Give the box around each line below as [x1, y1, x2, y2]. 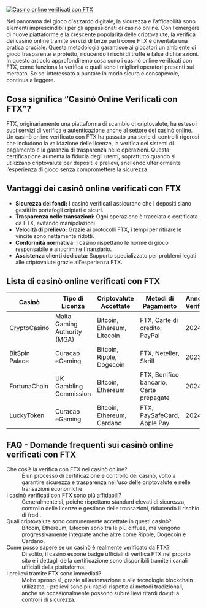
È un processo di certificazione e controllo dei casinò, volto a [21, 472, 176, 480]
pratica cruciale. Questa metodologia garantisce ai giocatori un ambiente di [6, 44, 196, 51]
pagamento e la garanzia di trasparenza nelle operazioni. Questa [6, 146, 170, 153]
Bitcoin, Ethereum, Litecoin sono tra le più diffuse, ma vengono [21, 525, 181, 532]
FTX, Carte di [140, 316, 178, 325]
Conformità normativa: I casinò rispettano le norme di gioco [15, 239, 169, 246]
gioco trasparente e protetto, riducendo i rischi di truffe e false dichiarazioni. [6, 50, 199, 58]
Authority [55, 328, 82, 336]
